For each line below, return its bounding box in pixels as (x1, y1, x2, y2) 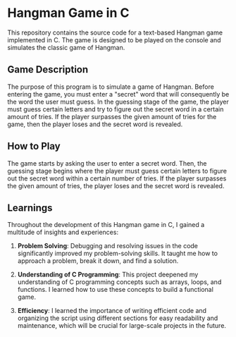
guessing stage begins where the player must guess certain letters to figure (7, 166, 228, 175)
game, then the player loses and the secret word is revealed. (7, 120, 183, 128)
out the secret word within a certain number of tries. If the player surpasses (7, 174, 227, 183)
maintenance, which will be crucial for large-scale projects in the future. (17, 321, 227, 330)
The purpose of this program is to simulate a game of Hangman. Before (7, 82, 215, 91)
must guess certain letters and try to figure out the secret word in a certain (7, 104, 224, 114)
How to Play (7, 140, 61, 152)
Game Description (7, 63, 89, 75)
